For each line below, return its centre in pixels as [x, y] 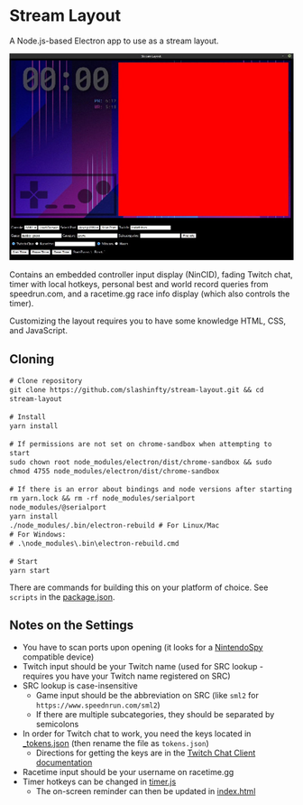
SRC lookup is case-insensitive [80, 685]
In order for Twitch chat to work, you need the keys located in [137, 734]
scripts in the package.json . [62, 596]
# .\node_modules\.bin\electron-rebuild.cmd [94, 543]
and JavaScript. [38, 331]
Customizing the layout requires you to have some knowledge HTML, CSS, [148, 321]
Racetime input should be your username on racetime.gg [128, 772]
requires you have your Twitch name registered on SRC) [127, 676]
